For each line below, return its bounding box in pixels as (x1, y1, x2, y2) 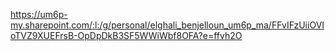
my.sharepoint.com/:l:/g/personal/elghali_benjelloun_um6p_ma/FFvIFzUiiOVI (10, 19, 325, 31)
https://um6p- (10, 9, 68, 20)
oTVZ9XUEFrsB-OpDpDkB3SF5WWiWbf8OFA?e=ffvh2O (10, 30, 243, 41)
